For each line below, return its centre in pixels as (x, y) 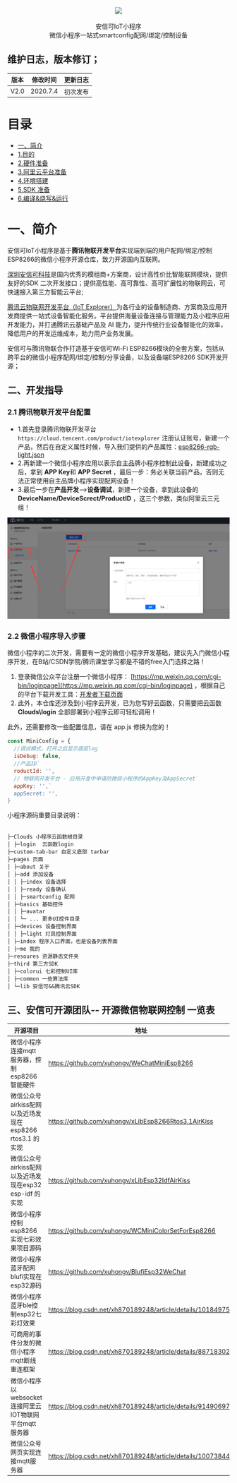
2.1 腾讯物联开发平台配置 (49, 412)
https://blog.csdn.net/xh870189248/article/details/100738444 (141, 1456)
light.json (31, 455)
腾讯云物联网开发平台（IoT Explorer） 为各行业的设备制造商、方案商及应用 (114, 306)
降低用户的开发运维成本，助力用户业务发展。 (72, 333)
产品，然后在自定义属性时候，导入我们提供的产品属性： (98, 446)
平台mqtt (23, 1423)
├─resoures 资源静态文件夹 (43, 956)
